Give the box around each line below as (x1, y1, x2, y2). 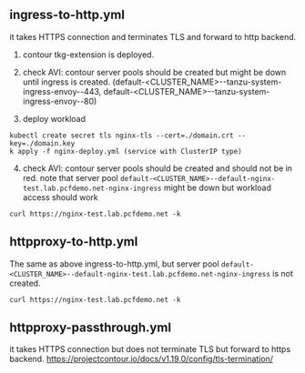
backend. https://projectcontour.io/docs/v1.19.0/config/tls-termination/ (9, 354, 274, 365)
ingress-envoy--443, (22, 86, 102, 96)
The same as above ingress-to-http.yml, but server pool (9, 258, 220, 269)
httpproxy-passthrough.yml (9, 320, 171, 336)
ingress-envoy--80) (22, 96, 97, 106)
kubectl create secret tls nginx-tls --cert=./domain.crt (9, 131, 234, 140)
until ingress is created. (22, 76, 111, 87)
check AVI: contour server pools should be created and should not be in (22, 163, 293, 174)
